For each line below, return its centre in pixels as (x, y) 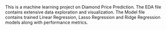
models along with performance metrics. (47, 22)
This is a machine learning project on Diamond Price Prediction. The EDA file (83, 7)
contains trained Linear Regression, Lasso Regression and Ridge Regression (83, 17)
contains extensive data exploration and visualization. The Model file (75, 12)
